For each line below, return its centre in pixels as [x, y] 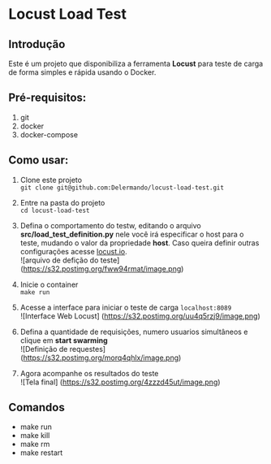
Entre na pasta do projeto [62, 202]
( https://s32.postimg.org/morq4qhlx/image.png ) [101, 358]
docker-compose [49, 134]
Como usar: [39, 160]
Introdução [37, 44]
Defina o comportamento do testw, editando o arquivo [110, 225]
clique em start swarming [64, 340]
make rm [35, 444]
